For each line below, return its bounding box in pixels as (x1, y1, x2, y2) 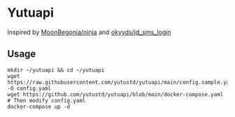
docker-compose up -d (7, 103, 71, 110)
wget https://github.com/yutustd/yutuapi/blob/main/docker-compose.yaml (7, 91, 224, 98)
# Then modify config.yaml (7, 97, 86, 104)
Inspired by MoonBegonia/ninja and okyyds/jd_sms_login (7, 28, 171, 36)
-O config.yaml (7, 85, 52, 92)
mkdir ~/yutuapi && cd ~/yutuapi (7, 66, 105, 74)
